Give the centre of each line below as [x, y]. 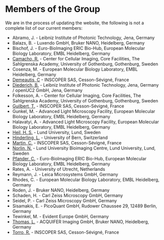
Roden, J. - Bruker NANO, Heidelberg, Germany [61, 190]
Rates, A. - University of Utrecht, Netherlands [59, 169]
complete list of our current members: [44, 28]
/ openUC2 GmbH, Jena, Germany [47, 90]
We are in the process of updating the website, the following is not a [75, 23]
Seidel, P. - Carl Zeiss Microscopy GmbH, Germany [65, 200]
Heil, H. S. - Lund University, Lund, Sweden [56, 132]
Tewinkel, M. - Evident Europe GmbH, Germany [60, 216]
